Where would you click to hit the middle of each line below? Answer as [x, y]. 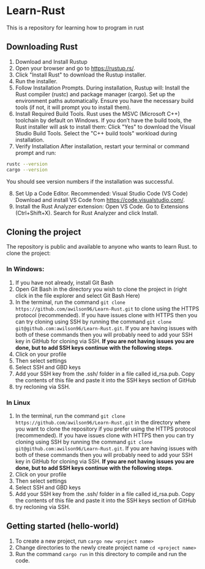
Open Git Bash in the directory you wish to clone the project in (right [101, 289]
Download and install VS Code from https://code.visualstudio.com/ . [100, 200]
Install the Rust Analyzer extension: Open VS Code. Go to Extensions [102, 206]
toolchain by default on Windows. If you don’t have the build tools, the [103, 120]
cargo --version [27, 170]
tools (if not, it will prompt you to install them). [73, 107]
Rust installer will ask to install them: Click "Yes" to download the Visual [105, 127]
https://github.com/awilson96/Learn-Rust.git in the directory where [103, 422]
